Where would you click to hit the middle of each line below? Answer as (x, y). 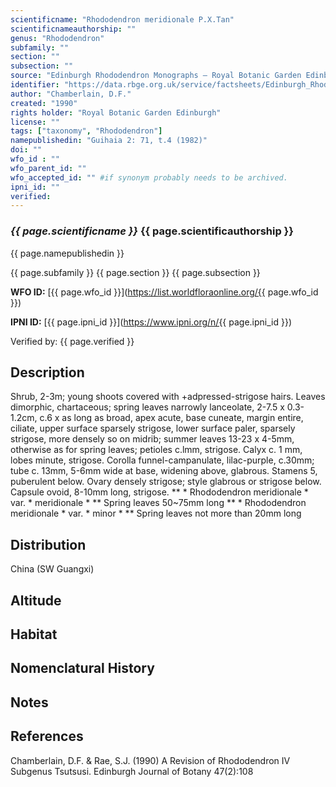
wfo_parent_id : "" (48, 168)
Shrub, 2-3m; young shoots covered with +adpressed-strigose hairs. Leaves (168, 397)
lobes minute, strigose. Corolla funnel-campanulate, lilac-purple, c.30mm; (162, 460)
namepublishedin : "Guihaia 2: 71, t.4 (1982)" (109, 141)
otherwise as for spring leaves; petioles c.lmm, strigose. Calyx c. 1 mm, (156, 450)
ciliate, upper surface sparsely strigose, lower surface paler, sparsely (153, 428)
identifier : (35, 85)
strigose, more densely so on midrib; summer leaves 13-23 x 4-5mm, (152, 439)
